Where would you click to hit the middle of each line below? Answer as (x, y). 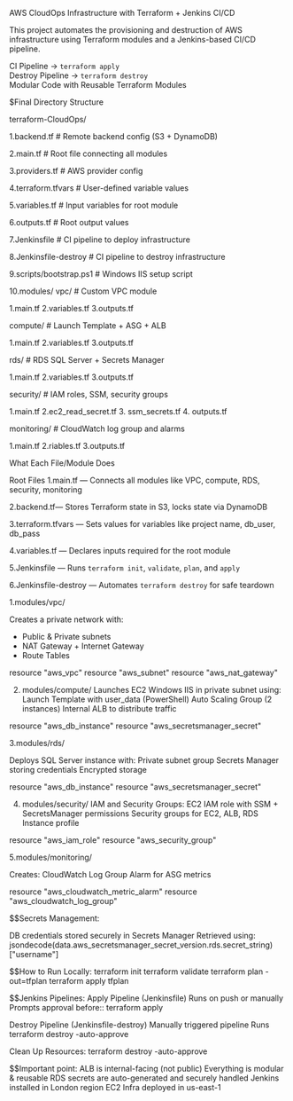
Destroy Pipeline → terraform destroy (79, 75)
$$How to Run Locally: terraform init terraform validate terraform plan (136, 971)
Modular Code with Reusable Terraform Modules (98, 85)
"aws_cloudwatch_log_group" (63, 901)
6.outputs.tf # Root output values (69, 222)
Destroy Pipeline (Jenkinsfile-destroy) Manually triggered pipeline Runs (139, 1025)
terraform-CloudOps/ (48, 119)
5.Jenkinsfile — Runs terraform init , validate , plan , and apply (125, 568)
